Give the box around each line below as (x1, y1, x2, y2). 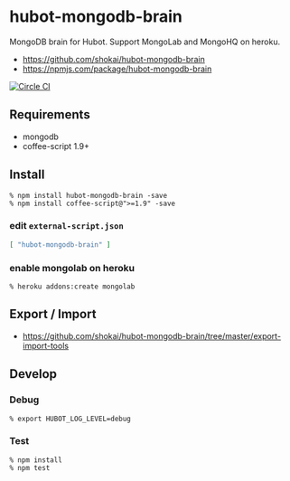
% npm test (9, 463, 51, 472)
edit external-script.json (9, 220, 124, 232)
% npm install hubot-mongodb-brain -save (9, 191, 168, 200)
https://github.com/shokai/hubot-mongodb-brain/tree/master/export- (22, 330, 282, 341)
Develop (9, 366, 57, 382)
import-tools (22, 340, 70, 351)
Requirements (9, 107, 90, 123)
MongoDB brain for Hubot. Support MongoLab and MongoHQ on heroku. (9, 36, 281, 47)
